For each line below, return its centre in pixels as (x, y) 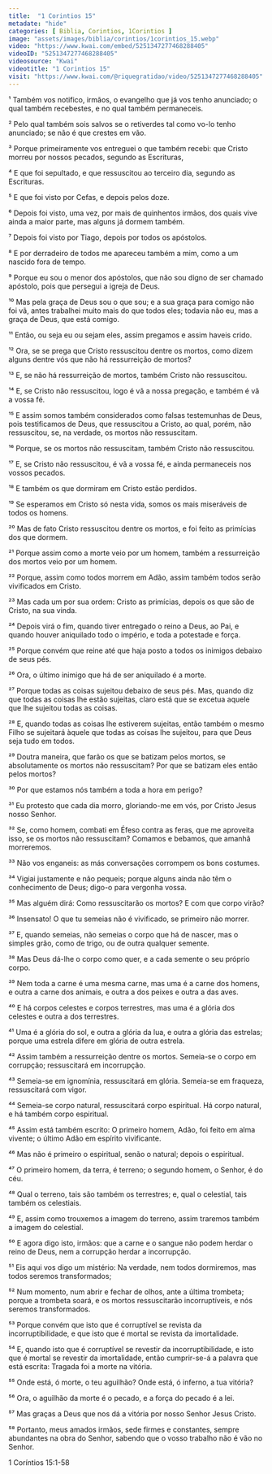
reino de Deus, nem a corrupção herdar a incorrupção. (100, 1251)
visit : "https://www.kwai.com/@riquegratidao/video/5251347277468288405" (136, 76)
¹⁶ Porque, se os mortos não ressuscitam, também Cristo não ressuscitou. (132, 448)
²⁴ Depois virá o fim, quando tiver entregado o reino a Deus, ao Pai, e (124, 626)
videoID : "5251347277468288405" (63, 54)
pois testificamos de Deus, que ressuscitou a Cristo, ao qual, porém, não (130, 424)
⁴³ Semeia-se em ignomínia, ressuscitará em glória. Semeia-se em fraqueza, (136, 1080)
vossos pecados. (37, 472)
